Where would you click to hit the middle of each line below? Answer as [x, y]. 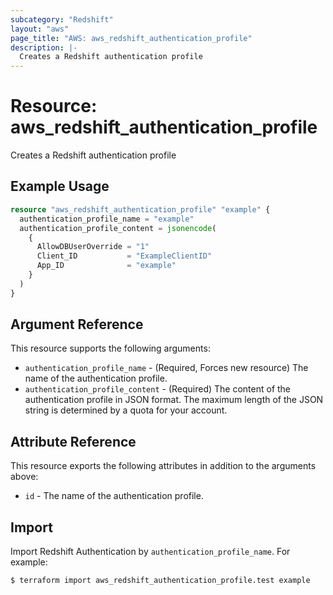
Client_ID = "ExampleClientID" [124, 256]
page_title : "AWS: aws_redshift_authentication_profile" [131, 38]
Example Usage [60, 186]
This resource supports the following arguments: [110, 348]
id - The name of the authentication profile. [114, 496]
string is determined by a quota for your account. [126, 410]
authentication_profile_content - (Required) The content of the [158, 389]
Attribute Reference [73, 441]
